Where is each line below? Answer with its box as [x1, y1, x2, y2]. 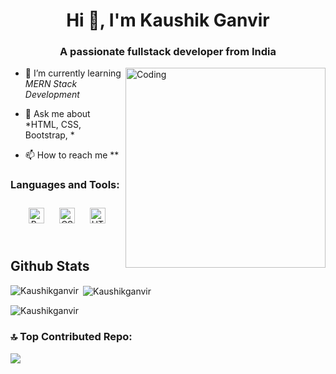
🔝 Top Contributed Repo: [10, 330, 133, 344]
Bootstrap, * [24, 129, 75, 141]
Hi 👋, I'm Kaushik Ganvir [66, 9, 270, 32]
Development [24, 89, 80, 101]
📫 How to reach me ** [24, 149, 120, 161]
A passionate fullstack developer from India [59, 45, 277, 59]
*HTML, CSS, [24, 119, 82, 131]
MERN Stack [24, 78, 78, 90]
